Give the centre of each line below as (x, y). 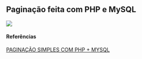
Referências (21, 37)
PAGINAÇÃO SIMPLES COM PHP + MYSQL (58, 50)
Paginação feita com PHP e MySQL (71, 10)
